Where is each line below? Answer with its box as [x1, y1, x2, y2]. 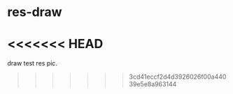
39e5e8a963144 [129, 80, 177, 88]
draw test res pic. [7, 59, 58, 68]
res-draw [7, 4, 62, 20]
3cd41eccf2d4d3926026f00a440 [129, 72, 227, 81]
